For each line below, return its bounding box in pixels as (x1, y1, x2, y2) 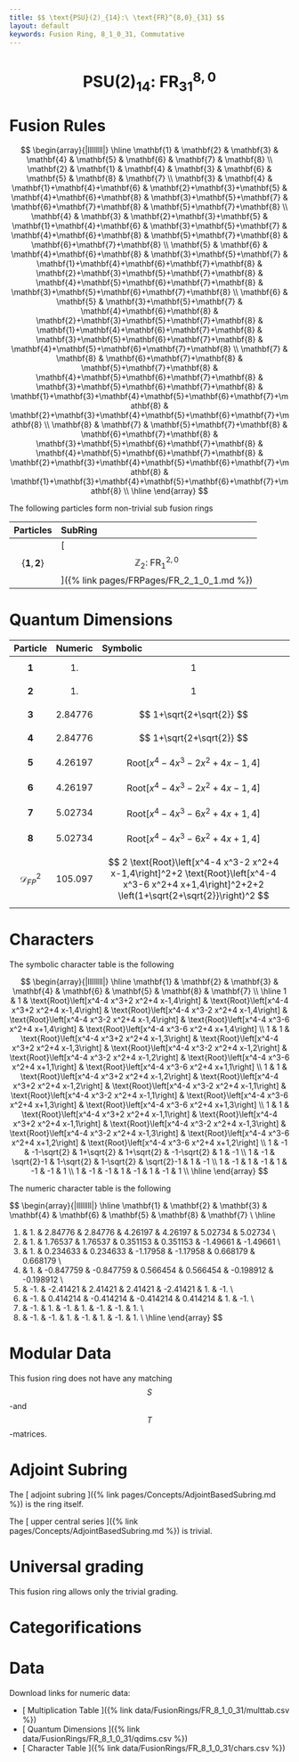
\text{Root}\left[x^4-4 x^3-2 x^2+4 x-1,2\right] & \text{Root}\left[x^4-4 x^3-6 (9, 1053, 290, 1063)
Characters (9, 930, 94, 950)
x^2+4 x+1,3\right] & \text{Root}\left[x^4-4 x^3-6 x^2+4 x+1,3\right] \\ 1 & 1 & (9, 1100, 290, 1110)
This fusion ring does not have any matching (9, 1373, 173, 1384)
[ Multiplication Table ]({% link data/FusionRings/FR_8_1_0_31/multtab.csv (21, 1705, 290, 1716)
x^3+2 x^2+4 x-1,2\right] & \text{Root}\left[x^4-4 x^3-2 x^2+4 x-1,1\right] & (12, 1080, 287, 1092)
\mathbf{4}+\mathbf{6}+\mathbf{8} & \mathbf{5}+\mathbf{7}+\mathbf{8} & (11, 230, 288, 241)
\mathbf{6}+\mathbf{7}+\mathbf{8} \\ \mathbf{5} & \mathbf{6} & (30, 240, 269, 250)
